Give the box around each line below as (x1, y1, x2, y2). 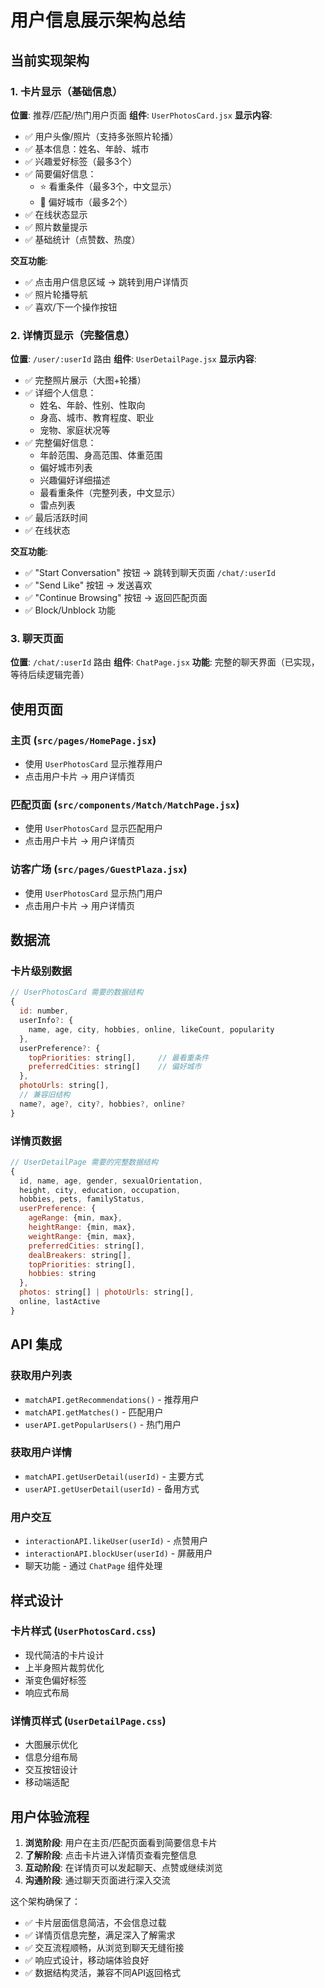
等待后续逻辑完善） (10, 669, 90, 681)
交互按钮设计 (24, 1764, 78, 1776)
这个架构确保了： (10, 1895, 81, 1907)
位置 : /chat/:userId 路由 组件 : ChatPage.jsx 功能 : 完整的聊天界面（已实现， (10, 656, 320, 668)
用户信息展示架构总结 (10, 9, 187, 32)
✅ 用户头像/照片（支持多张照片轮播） (24, 130, 179, 142)
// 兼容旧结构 (19, 1090, 71, 1100)
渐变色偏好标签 (24, 1674, 87, 1686)
